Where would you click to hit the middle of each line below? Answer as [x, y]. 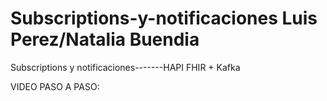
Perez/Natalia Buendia [105, 39]
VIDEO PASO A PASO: [55, 86]
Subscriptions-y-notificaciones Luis [164, 18]
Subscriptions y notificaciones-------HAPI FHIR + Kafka [125, 67]
